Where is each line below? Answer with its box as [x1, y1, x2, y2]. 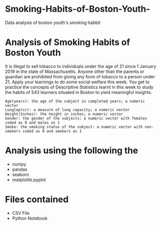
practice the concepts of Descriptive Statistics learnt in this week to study [5, 84, 154, 90]
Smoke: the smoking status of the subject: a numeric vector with [5, 124, 143, 129]
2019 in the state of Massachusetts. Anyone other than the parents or [5, 68, 144, 74]
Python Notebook [12, 215, 48, 221]
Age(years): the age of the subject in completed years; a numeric [5, 99, 145, 104]
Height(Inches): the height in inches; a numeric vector [5, 112, 123, 116]
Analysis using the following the [5, 145, 138, 156]
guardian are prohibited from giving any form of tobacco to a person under [5, 73, 155, 79]
